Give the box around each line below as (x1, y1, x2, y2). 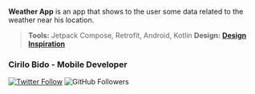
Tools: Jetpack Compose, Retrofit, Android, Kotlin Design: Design (27, 31, 247, 40)
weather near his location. (8, 15, 95, 25)
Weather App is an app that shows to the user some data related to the (8, 7, 244, 16)
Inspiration (27, 39, 66, 49)
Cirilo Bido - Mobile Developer (8, 59, 127, 70)
